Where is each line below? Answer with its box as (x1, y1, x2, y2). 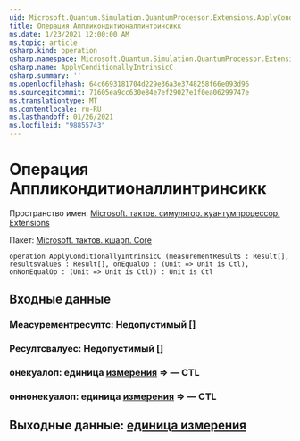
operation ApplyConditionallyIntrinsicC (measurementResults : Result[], (9, 252, 290, 261)
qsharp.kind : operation (9, 46, 98, 55)
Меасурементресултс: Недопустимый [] (9, 319, 196, 331)
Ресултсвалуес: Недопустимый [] (9, 343, 163, 355)
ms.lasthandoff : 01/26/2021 (9, 112, 114, 121)
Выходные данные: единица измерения (9, 418, 247, 433)
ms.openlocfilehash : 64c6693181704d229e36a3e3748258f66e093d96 (9, 79, 250, 88)
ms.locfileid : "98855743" (9, 121, 105, 130)
